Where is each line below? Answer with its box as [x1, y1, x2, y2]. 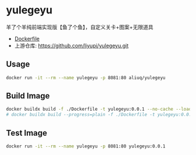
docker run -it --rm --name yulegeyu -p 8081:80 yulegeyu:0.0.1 [6, 143, 166, 149]
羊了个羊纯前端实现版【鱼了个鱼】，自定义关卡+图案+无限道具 [6, 23, 153, 30]
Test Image [6, 128, 48, 138]
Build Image [6, 91, 50, 101]
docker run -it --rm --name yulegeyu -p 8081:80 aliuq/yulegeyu [6, 75, 166, 80]
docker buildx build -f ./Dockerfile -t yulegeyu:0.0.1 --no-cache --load [6, 106, 192, 112]
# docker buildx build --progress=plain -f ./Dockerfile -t [6, 112, 156, 118]
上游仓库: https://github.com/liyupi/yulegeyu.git [14, 42, 129, 49]
